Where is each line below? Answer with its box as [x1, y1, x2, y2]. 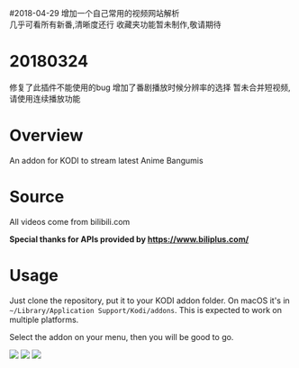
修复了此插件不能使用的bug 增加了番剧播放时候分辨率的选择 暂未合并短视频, [9, 82, 291, 93]
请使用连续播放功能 [9, 93, 81, 103]
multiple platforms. [9, 314, 79, 325]
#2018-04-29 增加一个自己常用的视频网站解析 [9, 8, 180, 18]
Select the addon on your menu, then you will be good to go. [9, 331, 234, 342]
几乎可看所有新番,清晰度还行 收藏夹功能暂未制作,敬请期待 [9, 19, 222, 30]
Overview [9, 125, 84, 146]
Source [9, 187, 65, 207]
